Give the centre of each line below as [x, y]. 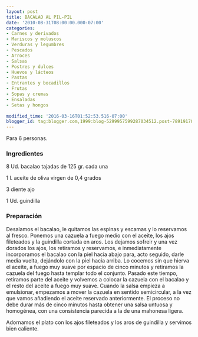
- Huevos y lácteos [30, 72]
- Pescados [19, 50]
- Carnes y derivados [33, 34]
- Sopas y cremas [27, 94]
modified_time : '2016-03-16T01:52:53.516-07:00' [67, 116]
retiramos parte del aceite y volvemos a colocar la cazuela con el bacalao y [98, 279]
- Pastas [17, 77]
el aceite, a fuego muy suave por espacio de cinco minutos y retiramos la [95, 267]
